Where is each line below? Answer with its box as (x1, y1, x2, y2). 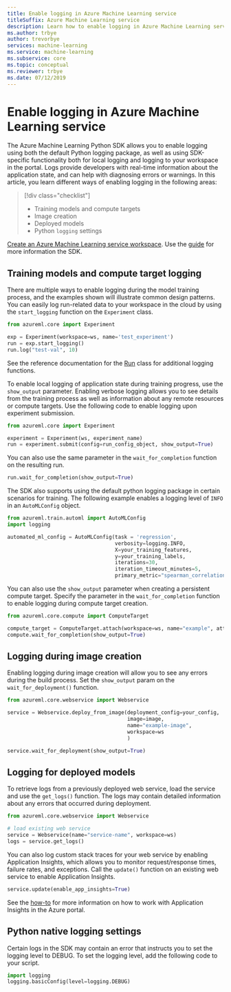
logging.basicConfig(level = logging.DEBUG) (7, 978, 131, 985)
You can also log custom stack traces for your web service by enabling (7, 850, 208, 859)
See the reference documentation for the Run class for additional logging (7, 359, 214, 367)
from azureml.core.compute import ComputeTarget (7, 613, 149, 619)
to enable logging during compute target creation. (7, 599, 148, 607)
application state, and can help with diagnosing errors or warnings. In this (7, 170, 215, 179)
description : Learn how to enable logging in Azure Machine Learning (7, 23, 211, 30)
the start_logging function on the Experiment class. (7, 308, 153, 316)
